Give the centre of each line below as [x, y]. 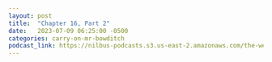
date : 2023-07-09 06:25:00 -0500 [68, 31]
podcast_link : [32, 46]
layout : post [30, 16]
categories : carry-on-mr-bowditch [67, 38]
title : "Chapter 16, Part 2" [59, 23]
